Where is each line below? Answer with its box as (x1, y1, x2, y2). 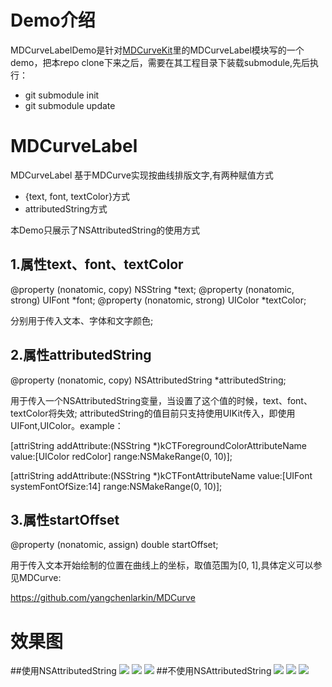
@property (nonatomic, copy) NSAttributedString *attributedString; (10, 374, 287, 386)
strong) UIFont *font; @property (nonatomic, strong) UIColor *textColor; (10, 294, 307, 306)
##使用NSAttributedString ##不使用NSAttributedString (10, 665, 272, 677)
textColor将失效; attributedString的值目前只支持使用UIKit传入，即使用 (10, 407, 296, 419)
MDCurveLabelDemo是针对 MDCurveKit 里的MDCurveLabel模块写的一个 (10, 44, 305, 56)
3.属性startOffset (10, 511, 120, 528)
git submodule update (24, 99, 116, 111)
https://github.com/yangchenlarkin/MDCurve (10, 592, 196, 604)
